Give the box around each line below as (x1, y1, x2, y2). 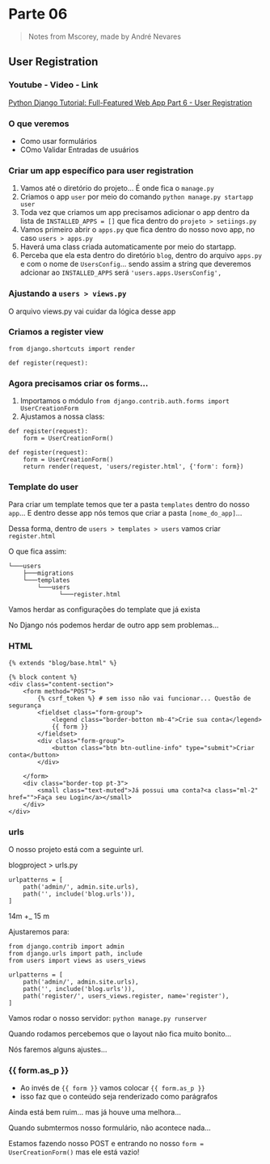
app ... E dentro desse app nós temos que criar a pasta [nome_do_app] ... (8, 508, 243, 518)
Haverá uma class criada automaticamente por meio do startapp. (19, 242, 237, 251)
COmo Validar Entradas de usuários (19, 145, 139, 154)
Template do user (8, 482, 78, 493)
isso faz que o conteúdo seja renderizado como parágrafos (19, 1092, 218, 1102)
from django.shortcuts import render (8, 344, 136, 352)
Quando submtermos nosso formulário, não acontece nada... (8, 1123, 212, 1132)
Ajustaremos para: (8, 927, 70, 936)
